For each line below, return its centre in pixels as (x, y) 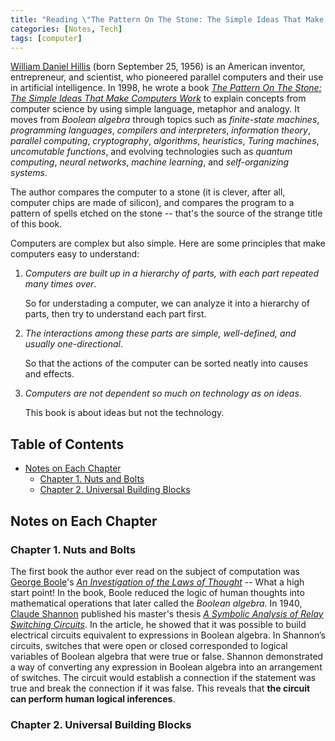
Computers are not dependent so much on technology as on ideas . (163, 393)
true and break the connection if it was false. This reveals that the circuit (160, 688)
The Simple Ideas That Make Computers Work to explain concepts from (158, 98)
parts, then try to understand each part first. (115, 314)
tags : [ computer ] (46, 38)
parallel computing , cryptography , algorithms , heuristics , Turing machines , (165, 141)
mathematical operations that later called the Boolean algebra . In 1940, (156, 603)
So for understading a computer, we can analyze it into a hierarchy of (167, 303)
